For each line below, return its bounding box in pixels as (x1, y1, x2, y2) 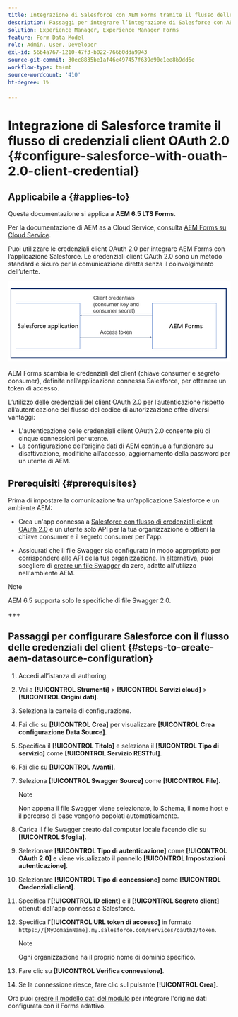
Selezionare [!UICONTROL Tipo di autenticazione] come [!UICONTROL (18, 846, 228, 855)
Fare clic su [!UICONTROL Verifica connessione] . (18, 966, 165, 974)
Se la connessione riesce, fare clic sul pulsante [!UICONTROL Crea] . (18, 980, 218, 989)
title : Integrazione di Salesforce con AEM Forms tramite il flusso (8, 11, 214, 18)
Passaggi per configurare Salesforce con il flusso (8, 631, 230, 643)
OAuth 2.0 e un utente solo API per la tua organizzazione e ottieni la (18, 525, 215, 534)
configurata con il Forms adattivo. (8, 1001, 107, 1010)
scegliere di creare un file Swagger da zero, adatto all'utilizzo (18, 561, 197, 570)
